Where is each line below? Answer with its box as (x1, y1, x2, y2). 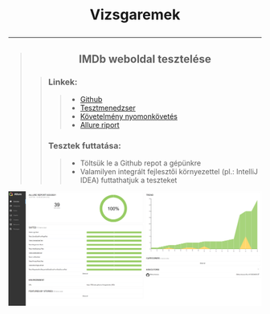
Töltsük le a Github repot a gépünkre (80, 158, 202, 168)
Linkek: (47, 76, 78, 88)
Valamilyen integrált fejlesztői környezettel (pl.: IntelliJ (80, 167, 259, 177)
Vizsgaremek (89, 6, 181, 24)
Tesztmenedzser (80, 103, 136, 112)
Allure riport (80, 120, 120, 129)
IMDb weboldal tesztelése (79, 52, 211, 66)
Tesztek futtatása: (47, 140, 122, 151)
